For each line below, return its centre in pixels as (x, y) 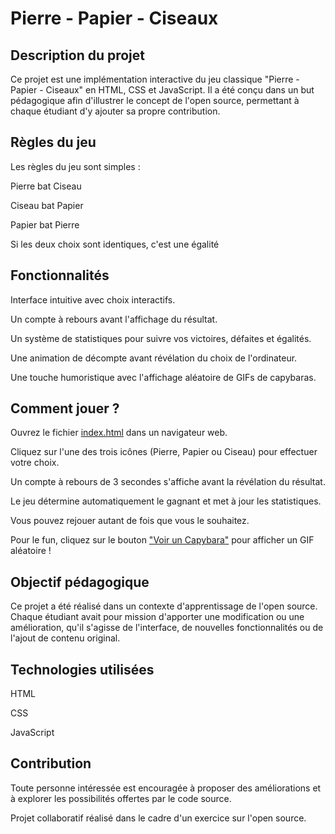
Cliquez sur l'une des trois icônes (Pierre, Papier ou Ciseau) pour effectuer (164, 452)
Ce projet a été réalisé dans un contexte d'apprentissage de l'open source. (164, 606)
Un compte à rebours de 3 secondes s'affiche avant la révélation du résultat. (168, 482)
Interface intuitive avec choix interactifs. (93, 299)
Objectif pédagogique (80, 582)
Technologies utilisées (82, 669)
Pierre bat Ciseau (46, 186)
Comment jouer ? (65, 408)
